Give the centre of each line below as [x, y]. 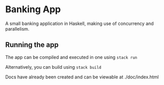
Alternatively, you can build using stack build [53, 67]
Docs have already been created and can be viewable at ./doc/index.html [82, 77]
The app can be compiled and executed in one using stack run [71, 57]
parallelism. [17, 29]
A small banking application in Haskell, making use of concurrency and [79, 23]
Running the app [32, 45]
